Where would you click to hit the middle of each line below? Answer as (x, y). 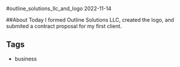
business (26, 59)
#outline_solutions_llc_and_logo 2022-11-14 (59, 9)
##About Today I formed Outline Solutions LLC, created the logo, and (90, 20)
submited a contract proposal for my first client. (64, 26)
